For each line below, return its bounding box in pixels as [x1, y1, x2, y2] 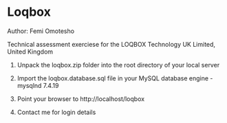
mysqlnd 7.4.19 [17, 81, 59, 89]
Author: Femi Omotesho [7, 27, 74, 35]
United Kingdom [7, 47, 54, 56]
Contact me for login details [17, 108, 96, 116]
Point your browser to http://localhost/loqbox [17, 94, 145, 103]
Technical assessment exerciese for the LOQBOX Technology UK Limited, [7, 40, 215, 48]
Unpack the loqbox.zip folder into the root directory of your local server [17, 60, 220, 69]
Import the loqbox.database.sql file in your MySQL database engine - [17, 74, 213, 82]
